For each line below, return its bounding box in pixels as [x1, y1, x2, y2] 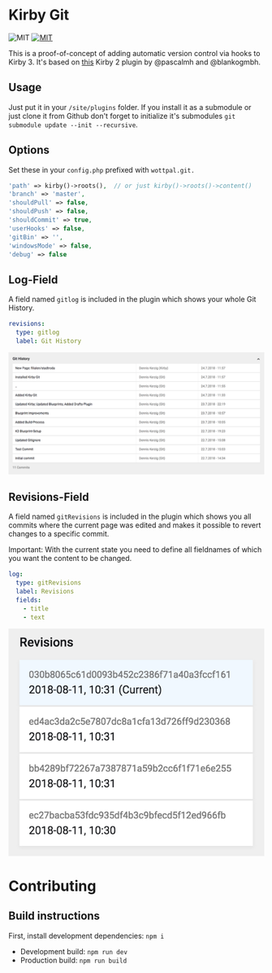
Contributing [8, 877, 97, 895]
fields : [15, 596, 42, 604]
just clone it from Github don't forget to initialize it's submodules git [8, 111, 236, 121]
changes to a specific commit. [8, 529, 110, 539]
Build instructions [8, 909, 100, 923]
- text [23, 613, 45, 621]
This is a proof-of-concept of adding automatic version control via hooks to [8, 48, 261, 58]
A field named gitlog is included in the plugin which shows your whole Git [8, 295, 257, 305]
